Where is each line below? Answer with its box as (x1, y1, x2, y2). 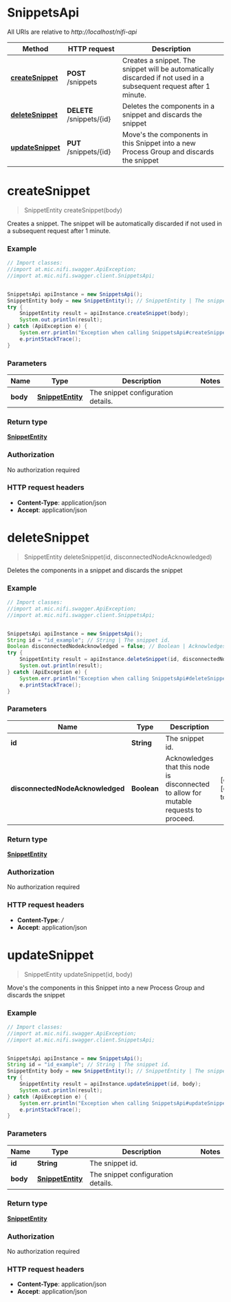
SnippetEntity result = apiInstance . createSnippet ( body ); (19, 310, 189, 317)
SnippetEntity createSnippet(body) (23, 205, 122, 214)
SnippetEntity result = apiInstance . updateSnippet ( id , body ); (19, 1081, 201, 1088)
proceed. (165, 813, 195, 823)
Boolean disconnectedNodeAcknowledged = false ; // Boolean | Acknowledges (7, 643, 226, 650)
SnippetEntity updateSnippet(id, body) (23, 970, 133, 978)
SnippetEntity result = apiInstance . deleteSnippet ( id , (19, 656, 180, 663)
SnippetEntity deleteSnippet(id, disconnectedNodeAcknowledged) (23, 553, 212, 561)
